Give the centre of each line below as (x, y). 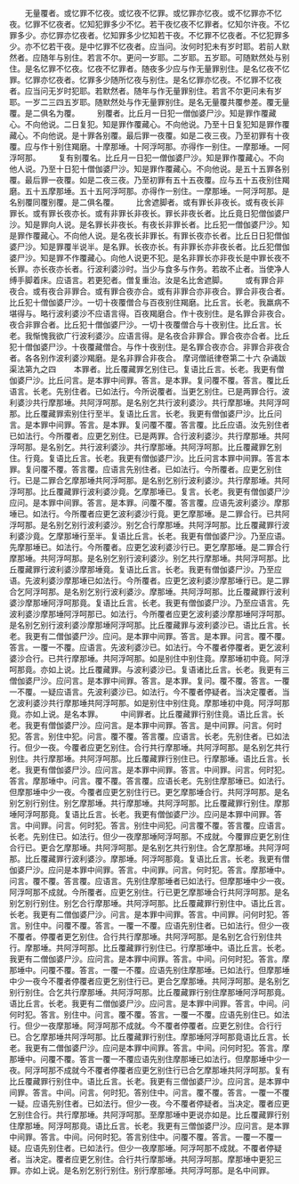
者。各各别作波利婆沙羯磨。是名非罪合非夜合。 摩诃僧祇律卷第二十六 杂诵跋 (148, 358)
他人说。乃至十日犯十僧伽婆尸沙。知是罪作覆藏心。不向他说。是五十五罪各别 (149, 169)
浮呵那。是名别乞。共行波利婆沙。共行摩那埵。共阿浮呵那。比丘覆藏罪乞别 (145, 447)
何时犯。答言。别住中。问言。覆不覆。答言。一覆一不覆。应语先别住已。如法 (149, 1014)
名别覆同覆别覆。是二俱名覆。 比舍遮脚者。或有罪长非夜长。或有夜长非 (147, 202)
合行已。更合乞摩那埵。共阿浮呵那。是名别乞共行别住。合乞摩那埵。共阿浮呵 (149, 847)
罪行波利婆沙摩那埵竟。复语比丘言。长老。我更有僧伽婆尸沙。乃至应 (157, 569)
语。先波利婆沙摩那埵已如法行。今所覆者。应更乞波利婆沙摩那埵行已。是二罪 (149, 580)
